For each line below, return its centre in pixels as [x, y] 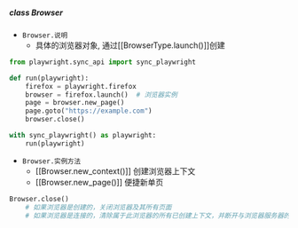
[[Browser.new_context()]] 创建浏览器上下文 [115, 171]
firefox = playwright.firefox [81, 86]
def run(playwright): [49, 78]
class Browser [36, 12]
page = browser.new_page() [75, 103]
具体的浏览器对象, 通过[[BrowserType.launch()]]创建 [130, 45]
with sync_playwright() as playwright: [83, 136]
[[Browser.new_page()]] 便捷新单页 [99, 182]
